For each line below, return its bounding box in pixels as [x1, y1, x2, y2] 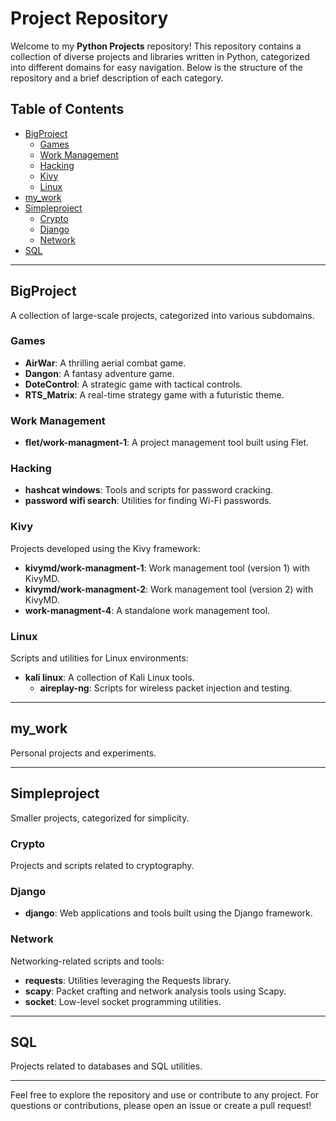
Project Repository [10, 7, 169, 30]
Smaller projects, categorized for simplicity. [10, 812, 190, 824]
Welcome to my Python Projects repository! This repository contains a [10, 40, 302, 52]
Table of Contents [10, 101, 125, 118]
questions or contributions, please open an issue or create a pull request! [10, 1100, 312, 1112]
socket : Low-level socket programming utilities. [24, 995, 222, 1007]
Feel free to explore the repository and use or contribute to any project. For [10, 1089, 320, 1101]
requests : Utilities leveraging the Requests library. [24, 974, 232, 986]
